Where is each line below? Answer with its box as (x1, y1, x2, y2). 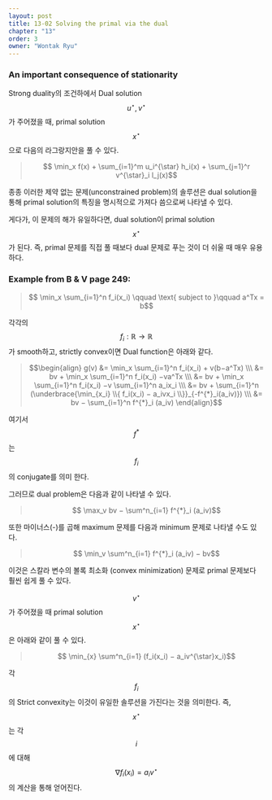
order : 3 (8, 34, 38, 43)
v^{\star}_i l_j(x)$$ (115, 170, 178, 180)
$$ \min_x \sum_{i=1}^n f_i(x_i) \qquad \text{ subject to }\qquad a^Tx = (28, 292, 266, 302)
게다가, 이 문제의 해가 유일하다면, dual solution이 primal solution (8, 214, 215, 224)
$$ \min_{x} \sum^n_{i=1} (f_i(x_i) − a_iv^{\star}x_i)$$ (57, 652, 236, 662)
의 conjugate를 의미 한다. (8, 471, 89, 481)
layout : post (8, 11, 53, 20)
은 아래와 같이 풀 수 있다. (8, 636, 87, 645)
